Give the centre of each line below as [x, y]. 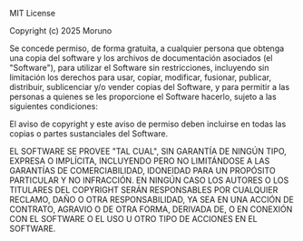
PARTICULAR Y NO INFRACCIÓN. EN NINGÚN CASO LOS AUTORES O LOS [149, 180]
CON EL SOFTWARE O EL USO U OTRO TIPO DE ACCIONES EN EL [134, 219]
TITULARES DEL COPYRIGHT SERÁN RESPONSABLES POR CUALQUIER [144, 190]
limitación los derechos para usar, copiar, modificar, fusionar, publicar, [141, 77]
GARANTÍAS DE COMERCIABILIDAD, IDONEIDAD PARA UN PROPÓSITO [142, 171]
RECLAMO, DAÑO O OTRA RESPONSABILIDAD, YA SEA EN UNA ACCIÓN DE [152, 200]
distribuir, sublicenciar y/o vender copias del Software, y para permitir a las [150, 87]
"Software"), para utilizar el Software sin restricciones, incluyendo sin [139, 68]
